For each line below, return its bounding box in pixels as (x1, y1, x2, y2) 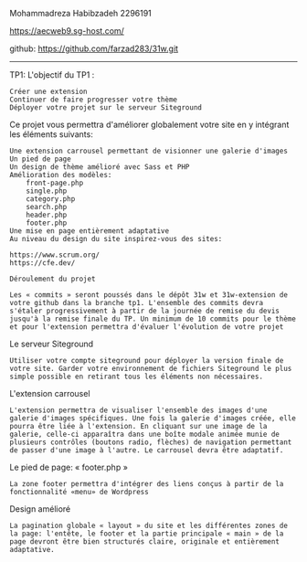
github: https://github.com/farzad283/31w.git (9, 43, 179, 54)
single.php (26, 186, 68, 196)
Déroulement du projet (9, 274, 96, 283)
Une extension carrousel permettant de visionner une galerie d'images (9, 146, 288, 155)
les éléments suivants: (9, 129, 93, 140)
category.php (26, 195, 76, 204)
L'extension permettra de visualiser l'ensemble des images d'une (9, 406, 268, 415)
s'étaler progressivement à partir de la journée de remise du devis (9, 306, 281, 315)
